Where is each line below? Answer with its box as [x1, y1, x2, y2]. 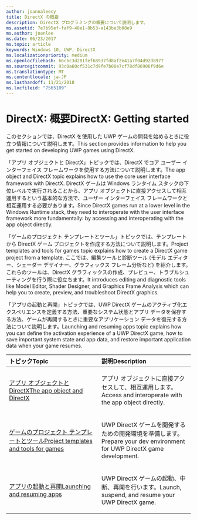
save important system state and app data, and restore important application [6, 336, 191, 343]
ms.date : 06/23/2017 [6, 36, 57, 42]
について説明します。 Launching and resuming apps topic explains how [11, 323, 182, 330]
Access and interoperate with [101, 391, 182, 399]
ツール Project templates [26, 437, 93, 445]
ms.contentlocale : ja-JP [6, 74, 67, 80]
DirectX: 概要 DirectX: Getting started [6, 112, 189, 126]
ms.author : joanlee [6, 31, 54, 36]
